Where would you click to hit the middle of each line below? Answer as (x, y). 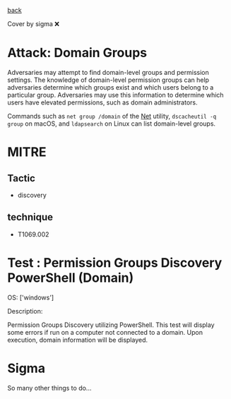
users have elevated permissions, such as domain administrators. (102, 102)
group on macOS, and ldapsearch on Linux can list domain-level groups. (112, 124)
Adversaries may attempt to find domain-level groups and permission (108, 72)
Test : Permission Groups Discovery (115, 262)
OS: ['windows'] (31, 297)
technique (30, 217)
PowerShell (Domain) (71, 278)
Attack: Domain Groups (77, 53)
